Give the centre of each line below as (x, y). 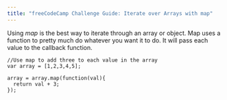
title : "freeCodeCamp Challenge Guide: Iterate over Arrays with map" (110, 13)
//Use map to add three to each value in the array (82, 60)
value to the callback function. (50, 47)
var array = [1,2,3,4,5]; (44, 66)
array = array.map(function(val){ (57, 78)
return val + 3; (36, 84)
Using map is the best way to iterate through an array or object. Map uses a (114, 33)
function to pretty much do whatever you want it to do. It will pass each (108, 40)
